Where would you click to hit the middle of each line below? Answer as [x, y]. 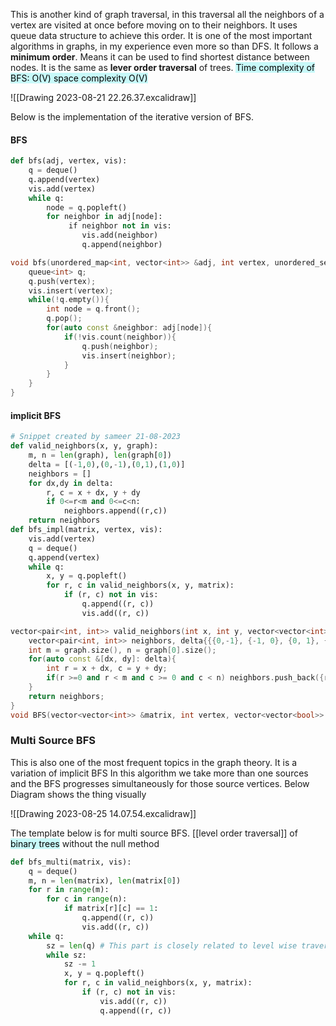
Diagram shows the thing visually [78, 794]
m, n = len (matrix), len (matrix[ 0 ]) [105, 880]
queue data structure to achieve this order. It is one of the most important [161, 35]
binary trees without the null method [85, 843]
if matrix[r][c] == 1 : [111, 909]
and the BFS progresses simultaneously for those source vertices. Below [160, 783]
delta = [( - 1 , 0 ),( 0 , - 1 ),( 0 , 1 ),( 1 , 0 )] [107, 464]
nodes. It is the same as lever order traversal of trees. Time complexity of [163, 67]
